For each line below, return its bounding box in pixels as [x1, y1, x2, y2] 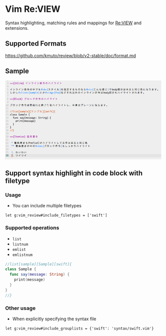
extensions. [5, 25, 29, 31]
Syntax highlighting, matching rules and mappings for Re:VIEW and [5, 20, 142, 26]
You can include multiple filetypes [12, 203, 82, 209]
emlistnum [12, 252, 33, 257]
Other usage [5, 304, 36, 311]
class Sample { [5, 267, 37, 272]
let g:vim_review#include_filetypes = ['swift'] [5, 213, 108, 218]
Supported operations [5, 224, 59, 231]
